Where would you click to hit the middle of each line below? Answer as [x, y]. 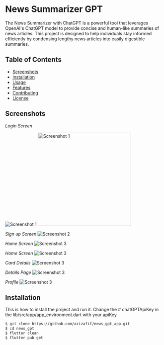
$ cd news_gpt [20, 329]
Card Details [18, 262]
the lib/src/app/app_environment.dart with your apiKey [61, 315]
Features [21, 87]
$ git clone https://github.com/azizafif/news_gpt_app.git [68, 324]
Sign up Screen [21, 234]
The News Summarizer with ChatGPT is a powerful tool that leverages [77, 23]
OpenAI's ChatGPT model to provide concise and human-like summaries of [82, 28]
